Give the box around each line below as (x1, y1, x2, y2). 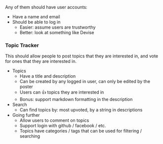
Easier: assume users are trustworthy (19, 24, 96, 30)
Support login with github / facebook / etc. (19, 123, 106, 129)
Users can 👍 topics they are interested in (19, 89, 104, 96)
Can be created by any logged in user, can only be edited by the (19, 79, 151, 85)
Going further (12, 112, 41, 118)
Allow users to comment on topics (19, 117, 89, 123)
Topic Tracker (5, 42, 40, 48)
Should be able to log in (12, 19, 61, 25)
